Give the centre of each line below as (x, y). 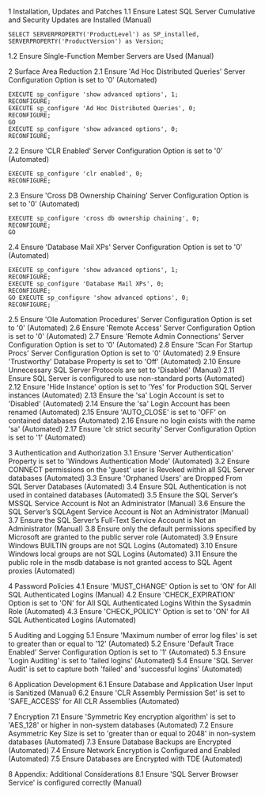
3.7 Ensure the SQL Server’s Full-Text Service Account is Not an (112, 520)
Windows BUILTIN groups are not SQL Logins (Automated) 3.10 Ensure (123, 545)
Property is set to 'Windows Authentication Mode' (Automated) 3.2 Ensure (129, 461)
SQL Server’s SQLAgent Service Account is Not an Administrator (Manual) (129, 512)
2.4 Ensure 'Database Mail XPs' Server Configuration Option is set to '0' (125, 247)
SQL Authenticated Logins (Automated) (72, 620)
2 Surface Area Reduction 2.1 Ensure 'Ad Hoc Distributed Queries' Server (127, 71)
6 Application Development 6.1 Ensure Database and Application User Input (131, 684)
